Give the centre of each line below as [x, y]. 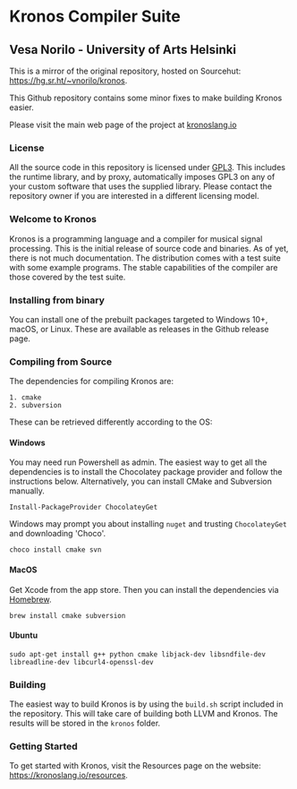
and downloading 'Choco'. [57, 534]
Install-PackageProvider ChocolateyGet [84, 508]
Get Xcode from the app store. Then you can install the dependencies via [144, 589]
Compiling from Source [61, 362]
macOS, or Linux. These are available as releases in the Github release [140, 329]
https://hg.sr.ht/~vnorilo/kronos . [68, 81]
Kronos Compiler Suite [95, 17]
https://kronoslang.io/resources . [68, 776]
